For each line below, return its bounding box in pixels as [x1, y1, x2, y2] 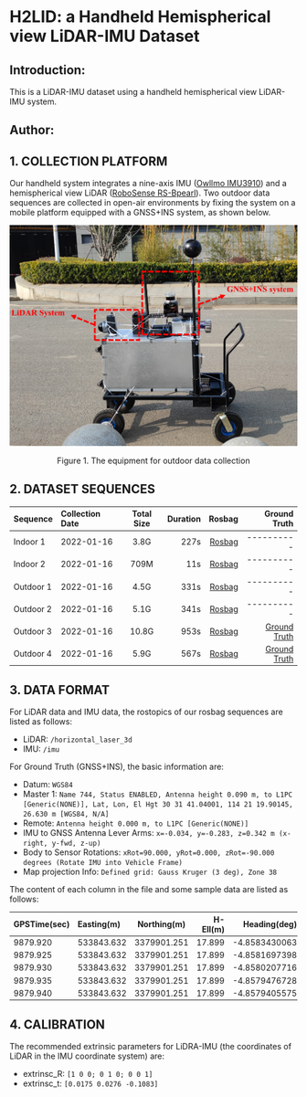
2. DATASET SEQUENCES [9, 481, 155, 497]
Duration [167, 513, 201, 524]
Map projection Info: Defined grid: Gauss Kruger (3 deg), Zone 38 [22, 866, 277, 878]
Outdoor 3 [13, 626, 52, 637]
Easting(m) [77, 919, 121, 930]
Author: [9, 122, 55, 138]
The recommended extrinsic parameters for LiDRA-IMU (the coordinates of [9, 1041, 292, 1052]
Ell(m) [201, 923, 226, 934]
